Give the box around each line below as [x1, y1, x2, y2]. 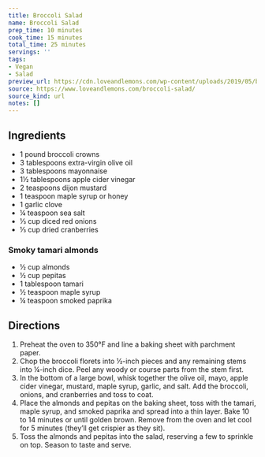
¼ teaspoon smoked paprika [19, 296, 113, 306]
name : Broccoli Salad [8, 19, 80, 27]
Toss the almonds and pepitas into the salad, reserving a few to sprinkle [19, 432, 254, 441]
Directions [8, 318, 61, 332]
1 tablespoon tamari [19, 279, 84, 288]
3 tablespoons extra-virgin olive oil [19, 158, 132, 167]
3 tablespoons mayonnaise [19, 166, 108, 176]
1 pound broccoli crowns [19, 149, 100, 158]
